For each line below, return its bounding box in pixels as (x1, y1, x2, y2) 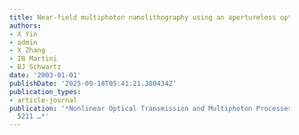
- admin (9, 37, 38, 47)
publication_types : (9, 87, 82, 96)
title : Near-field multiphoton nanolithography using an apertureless (9, 12, 277, 22)
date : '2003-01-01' (9, 71, 82, 80)
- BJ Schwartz (9, 63, 62, 72)
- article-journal (9, 95, 77, 105)
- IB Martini (9, 54, 58, 63)
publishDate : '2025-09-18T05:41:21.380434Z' (9, 79, 177, 88)
